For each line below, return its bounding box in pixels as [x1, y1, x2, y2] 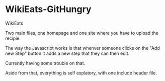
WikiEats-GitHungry [5, 4, 92, 15]
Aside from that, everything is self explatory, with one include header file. [5, 69, 157, 76]
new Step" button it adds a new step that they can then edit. [5, 50, 130, 56]
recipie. [5, 35, 21, 41]
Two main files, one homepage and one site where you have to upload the [5, 30, 158, 36]
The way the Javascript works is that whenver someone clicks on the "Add [5, 45, 160, 51]
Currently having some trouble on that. [5, 60, 86, 66]
